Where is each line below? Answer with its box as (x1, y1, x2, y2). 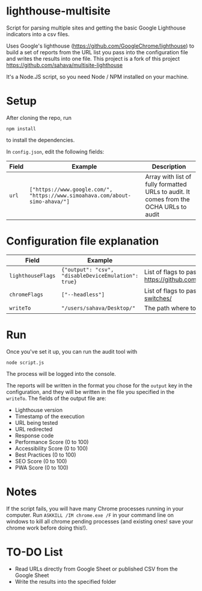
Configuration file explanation (6, 234, 159, 248)
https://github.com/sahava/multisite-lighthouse (6, 61, 123, 69)
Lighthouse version (14, 406, 63, 413)
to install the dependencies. (6, 136, 75, 143)
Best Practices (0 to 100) (14, 451, 76, 458)
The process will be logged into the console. (6, 370, 116, 377)
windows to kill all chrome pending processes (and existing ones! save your (6, 518, 194, 525)
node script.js (6, 360, 44, 366)
